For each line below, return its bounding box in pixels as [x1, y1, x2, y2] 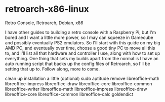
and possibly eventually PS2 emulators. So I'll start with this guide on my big [5, 39, 161, 45]
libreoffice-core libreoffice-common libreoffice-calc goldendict [5, 91, 133, 97]
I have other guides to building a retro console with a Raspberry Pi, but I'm [5, 29, 156, 35]
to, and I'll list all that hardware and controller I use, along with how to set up [5, 50, 161, 56]
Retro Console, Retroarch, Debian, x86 [5, 20, 83, 26]
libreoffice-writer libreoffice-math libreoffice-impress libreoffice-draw [5, 86, 147, 92]
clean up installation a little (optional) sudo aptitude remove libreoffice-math [5, 75, 160, 81]
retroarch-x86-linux [5, 3, 89, 15]
